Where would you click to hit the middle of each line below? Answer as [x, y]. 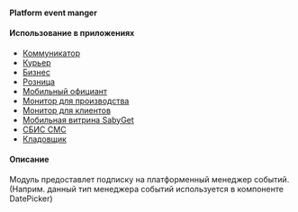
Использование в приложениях [72, 33]
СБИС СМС [44, 129]
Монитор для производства [76, 101]
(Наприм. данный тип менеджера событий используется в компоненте [146, 189]
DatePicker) [31, 199]
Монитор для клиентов [66, 110]
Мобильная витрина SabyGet [78, 119]
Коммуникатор [51, 53]
